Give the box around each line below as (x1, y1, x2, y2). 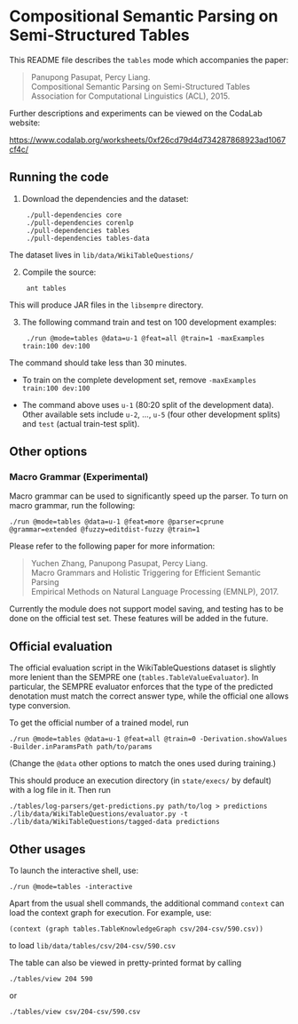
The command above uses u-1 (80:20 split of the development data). (21, 399, 275, 410)
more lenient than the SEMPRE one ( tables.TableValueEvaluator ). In (9, 672, 259, 683)
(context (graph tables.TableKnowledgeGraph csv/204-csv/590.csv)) (9, 924, 264, 934)
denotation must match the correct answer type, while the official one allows (9, 691, 289, 701)
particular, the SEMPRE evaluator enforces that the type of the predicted (9, 682, 273, 692)
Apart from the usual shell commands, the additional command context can (9, 898, 285, 908)
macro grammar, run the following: (9, 500, 136, 511)
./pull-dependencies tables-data (26, 234, 150, 243)
